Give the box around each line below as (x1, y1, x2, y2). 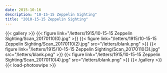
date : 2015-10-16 (5, 7, 41, 12)
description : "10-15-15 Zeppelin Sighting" (5, 12, 97, 17)
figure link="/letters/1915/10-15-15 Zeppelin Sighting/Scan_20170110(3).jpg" (5, 46, 160, 52)
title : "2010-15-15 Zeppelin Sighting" (5, 16, 88, 21)
